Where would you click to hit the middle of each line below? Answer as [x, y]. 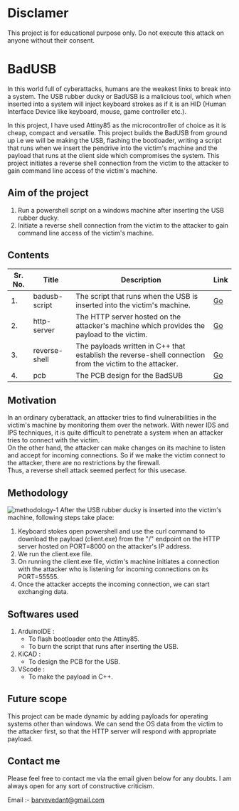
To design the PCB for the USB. [74, 661]
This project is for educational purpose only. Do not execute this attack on [116, 33]
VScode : [31, 669]
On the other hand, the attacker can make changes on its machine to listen [117, 448]
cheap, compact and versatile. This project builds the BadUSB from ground [117, 132]
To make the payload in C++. [71, 677]
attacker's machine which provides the [140, 325]
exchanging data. [43, 592]
